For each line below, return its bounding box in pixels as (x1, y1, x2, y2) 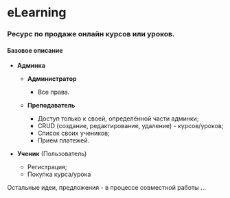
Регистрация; (27, 163, 67, 171)
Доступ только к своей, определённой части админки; (37, 114, 199, 123)
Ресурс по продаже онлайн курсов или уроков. (7, 29, 175, 39)
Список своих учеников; (37, 129, 110, 138)
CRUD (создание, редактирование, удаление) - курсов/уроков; (37, 122, 224, 130)
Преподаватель (27, 101, 76, 110)
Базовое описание (7, 46, 63, 54)
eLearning (7, 5, 67, 21)
